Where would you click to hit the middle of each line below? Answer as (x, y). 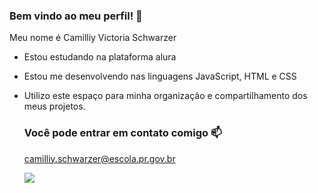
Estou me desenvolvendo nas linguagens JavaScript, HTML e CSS (160, 76)
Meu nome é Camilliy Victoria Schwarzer (93, 38)
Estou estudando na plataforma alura (100, 57)
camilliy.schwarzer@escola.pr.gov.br (99, 158)
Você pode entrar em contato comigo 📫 (122, 133)
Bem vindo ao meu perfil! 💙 (76, 16)
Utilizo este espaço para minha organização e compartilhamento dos (165, 96)
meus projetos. (54, 106)
